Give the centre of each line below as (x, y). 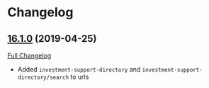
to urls (80, 77)
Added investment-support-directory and (79, 69)
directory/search (43, 77)
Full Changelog (29, 55)
